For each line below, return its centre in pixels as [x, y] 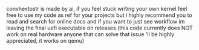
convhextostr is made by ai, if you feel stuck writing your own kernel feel [97, 9]
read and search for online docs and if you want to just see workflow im [96, 21]
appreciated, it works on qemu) [45, 41]
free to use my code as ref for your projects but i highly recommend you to [99, 15]
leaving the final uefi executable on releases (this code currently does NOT [99, 28]
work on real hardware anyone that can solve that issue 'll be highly [90, 34]
